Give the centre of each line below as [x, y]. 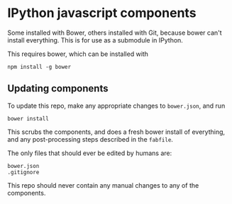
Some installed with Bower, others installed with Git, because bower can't [115, 33]
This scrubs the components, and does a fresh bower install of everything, [116, 132]
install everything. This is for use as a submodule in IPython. [95, 40]
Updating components [58, 89]
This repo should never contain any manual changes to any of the [103, 185]
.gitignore [23, 172]
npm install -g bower [39, 67]
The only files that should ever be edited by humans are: [90, 153]
